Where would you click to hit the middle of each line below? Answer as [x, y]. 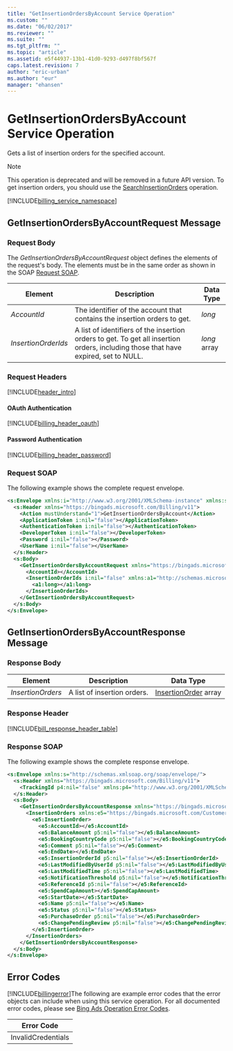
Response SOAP [35, 747]
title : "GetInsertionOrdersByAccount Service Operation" [91, 14]
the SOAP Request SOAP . [43, 272]
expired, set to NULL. [109, 356]
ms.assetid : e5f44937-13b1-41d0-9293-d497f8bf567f [82, 59]
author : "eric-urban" [38, 72]
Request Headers [37, 377]
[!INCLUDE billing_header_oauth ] [53, 423]
